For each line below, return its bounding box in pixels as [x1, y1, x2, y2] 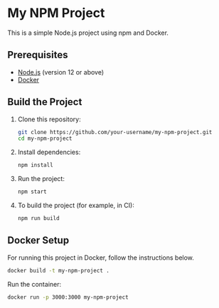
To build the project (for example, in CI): [17, 201, 135, 210]
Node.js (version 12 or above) [17, 67, 105, 76]
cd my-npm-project [17, 135, 73, 143]
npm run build [17, 215, 60, 222]
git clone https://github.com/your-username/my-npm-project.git [17, 128, 213, 136]
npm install [17, 162, 53, 169]
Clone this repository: [17, 115, 81, 123]
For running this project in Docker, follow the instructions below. [7, 253, 194, 262]
